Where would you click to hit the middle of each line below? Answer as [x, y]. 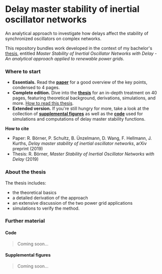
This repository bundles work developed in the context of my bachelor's [79, 48]
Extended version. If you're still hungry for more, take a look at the [81, 109]
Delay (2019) [25, 159]
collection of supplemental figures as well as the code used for [78, 114]
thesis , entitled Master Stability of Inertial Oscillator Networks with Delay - [81, 53]
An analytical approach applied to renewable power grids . [65, 58]
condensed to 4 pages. [36, 88]
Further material [25, 221]
